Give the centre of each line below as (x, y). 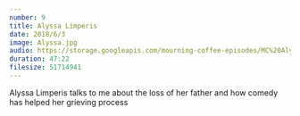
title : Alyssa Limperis (54, 26)
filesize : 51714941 (46, 68)
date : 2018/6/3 (37, 34)
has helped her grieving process (69, 102)
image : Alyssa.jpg (43, 42)
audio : (21, 51)
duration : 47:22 (39, 59)
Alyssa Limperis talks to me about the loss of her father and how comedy (144, 92)
